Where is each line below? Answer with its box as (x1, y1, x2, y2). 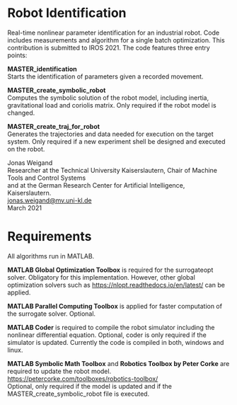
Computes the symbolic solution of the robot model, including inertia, (7, 93, 209, 102)
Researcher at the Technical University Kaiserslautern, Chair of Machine (7, 166, 218, 174)
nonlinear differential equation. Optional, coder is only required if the (7, 331, 207, 339)
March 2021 (7, 203, 42, 212)
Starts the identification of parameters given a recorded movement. (7, 72, 204, 81)
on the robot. (7, 144, 45, 153)
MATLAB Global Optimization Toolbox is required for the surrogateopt (7, 266, 214, 274)
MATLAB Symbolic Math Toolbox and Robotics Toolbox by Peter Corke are (7, 359, 230, 367)
